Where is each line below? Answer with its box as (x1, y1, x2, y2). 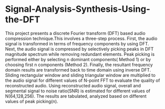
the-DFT (5, 14, 41, 25)
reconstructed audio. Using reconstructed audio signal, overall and (5, 82, 141, 88)
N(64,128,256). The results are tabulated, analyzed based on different (5, 93, 147, 99)
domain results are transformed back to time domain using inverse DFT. (5, 67, 151, 73)
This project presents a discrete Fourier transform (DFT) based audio (5, 30, 146, 36)
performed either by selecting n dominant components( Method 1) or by (5, 56, 151, 62)
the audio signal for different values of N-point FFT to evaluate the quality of (5, 77, 161, 83)
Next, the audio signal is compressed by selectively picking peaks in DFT (5, 46, 154, 52)
